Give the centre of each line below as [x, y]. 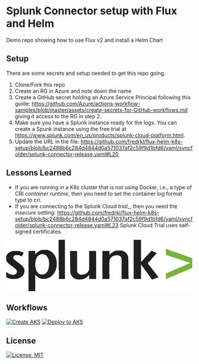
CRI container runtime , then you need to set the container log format [98, 193]
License [21, 341]
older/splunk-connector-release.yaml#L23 [67, 225]
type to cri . [28, 200]
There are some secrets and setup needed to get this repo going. [86, 73]
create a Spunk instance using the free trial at [70, 128]
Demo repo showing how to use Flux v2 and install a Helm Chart [85, 40]
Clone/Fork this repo [40, 84]
